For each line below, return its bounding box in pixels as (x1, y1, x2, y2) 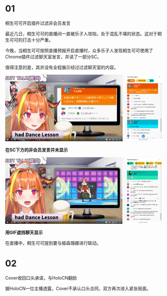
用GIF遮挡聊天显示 (5, 229, 43, 235)
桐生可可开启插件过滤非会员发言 (5, 20, 71, 26)
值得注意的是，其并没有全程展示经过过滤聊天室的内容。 (5, 64, 118, 70)
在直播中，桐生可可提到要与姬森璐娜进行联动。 (5, 240, 101, 246)
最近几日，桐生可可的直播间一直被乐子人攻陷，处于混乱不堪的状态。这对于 (5, 30, 158, 36)
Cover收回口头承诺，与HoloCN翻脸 (5, 275, 77, 281)
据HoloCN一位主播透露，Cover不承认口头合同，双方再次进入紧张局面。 (5, 285, 151, 292)
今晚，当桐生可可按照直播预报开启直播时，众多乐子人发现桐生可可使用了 (5, 47, 153, 53)
